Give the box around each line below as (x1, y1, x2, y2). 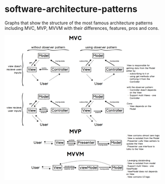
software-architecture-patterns (4, 3, 138, 15)
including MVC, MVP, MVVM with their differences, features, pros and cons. (4, 25, 159, 31)
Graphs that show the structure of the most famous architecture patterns (4, 20, 153, 26)
